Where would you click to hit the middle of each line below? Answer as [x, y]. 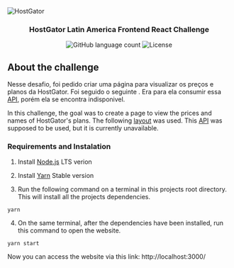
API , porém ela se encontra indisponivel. [66, 99]
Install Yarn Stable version [56, 176]
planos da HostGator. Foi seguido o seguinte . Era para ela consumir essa [115, 92]
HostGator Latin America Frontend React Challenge [119, 29]
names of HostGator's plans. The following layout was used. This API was [115, 121]
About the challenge [53, 67]
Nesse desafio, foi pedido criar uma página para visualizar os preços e [111, 84]
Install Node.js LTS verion [55, 162]
